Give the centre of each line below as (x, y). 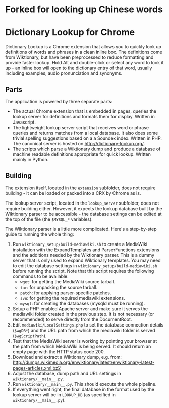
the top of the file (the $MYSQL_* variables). (49, 219)
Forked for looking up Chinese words (84, 9)
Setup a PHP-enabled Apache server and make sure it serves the (80, 309)
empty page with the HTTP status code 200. (59, 352)
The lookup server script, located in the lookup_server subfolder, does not (82, 203)
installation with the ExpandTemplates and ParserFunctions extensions (86, 250)
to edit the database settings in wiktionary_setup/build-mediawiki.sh (85, 266)
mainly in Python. (31, 159)
